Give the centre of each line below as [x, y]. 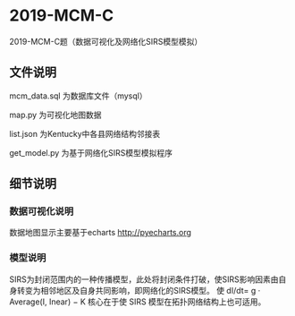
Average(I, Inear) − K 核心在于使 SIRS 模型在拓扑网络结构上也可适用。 [138, 302]
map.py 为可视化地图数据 [55, 115]
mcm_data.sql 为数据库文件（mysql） [78, 96]
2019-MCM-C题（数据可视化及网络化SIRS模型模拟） [106, 41]
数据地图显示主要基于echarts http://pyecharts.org [101, 233]
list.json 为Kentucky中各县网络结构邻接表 [85, 133]
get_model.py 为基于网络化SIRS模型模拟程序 [91, 152]
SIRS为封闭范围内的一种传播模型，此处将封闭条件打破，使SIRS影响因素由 [144, 279]
